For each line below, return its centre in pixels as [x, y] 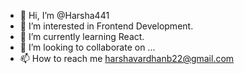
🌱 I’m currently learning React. [82, 36]
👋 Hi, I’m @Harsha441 [64, 15]
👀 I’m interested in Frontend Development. [106, 26]
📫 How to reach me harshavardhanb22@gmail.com [127, 58]
